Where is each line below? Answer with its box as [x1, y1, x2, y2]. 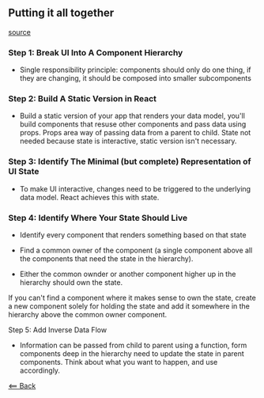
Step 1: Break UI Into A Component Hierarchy [8, 47, 183, 58]
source [8, 27, 32, 36]
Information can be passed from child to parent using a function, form [19, 340, 247, 350]
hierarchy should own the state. [19, 278, 123, 287]
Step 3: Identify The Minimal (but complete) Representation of [8, 156, 251, 167]
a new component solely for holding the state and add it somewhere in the [8, 301, 251, 311]
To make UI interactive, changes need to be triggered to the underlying [19, 184, 251, 193]
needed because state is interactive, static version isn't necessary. [19, 136, 237, 146]
